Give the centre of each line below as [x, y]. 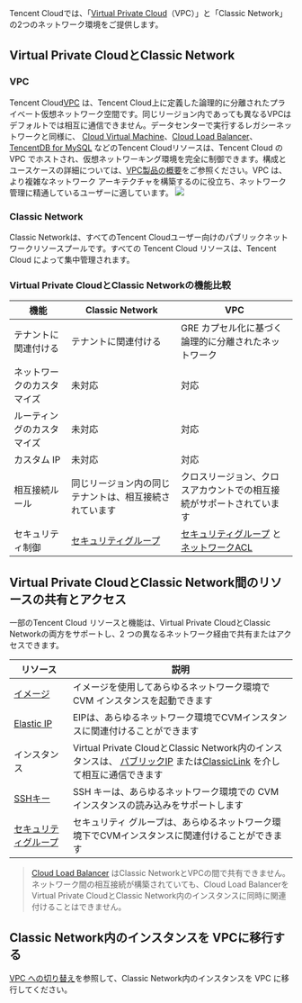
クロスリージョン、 [222, 477]
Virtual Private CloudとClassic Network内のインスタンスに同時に [151, 896]
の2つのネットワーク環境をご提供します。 [86, 24]
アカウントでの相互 [231, 491]
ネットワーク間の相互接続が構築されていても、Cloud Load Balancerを [160, 884]
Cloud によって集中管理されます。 [72, 259]
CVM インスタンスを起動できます [142, 700]
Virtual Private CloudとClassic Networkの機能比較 [120, 285]
